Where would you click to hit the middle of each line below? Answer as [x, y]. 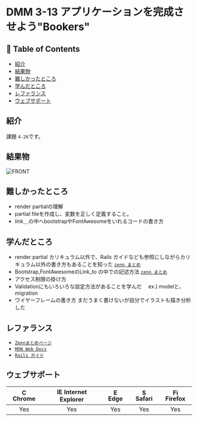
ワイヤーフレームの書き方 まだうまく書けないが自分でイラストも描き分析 [103, 300]
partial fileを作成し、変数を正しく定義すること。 [73, 214]
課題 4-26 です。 [25, 136]
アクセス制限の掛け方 [40, 279]
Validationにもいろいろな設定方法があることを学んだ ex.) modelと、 [99, 287]
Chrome [24, 399]
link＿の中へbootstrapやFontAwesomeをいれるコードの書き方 [89, 221]
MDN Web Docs [31, 349]
